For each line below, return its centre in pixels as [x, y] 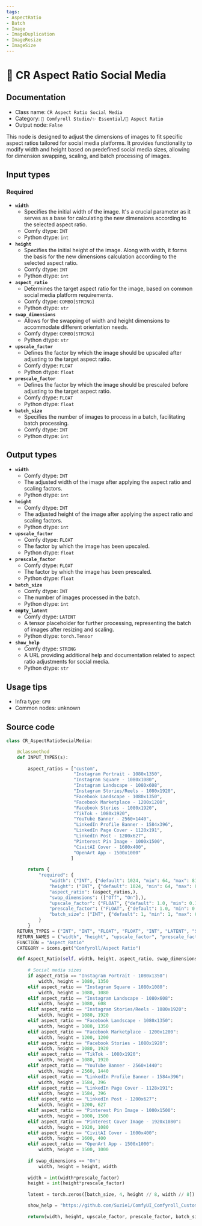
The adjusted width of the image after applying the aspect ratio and [107, 482]
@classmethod [33, 752]
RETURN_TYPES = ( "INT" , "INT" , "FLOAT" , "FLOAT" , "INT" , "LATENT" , [103, 931]
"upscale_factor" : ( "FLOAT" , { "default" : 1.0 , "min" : [118, 903]
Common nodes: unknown [47, 708]
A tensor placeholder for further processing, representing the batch [107, 623]
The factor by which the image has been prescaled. [88, 572]
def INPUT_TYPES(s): [43, 757]
